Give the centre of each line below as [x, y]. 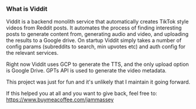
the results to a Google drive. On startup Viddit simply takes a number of [94, 41]
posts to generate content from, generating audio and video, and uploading [97, 34]
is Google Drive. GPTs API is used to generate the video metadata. [86, 71]
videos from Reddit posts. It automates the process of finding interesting [94, 28]
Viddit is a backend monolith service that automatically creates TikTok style [97, 22]
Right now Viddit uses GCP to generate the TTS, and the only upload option [98, 64]
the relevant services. [32, 53]
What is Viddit [27, 9]
